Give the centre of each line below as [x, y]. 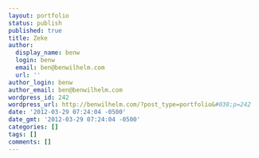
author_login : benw [41, 82]
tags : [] [23, 134]
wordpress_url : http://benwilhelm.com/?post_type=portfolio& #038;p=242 [129, 105]
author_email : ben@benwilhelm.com [66, 90]
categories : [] [33, 127]
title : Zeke [28, 38]
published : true [35, 30]
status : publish [35, 23]
